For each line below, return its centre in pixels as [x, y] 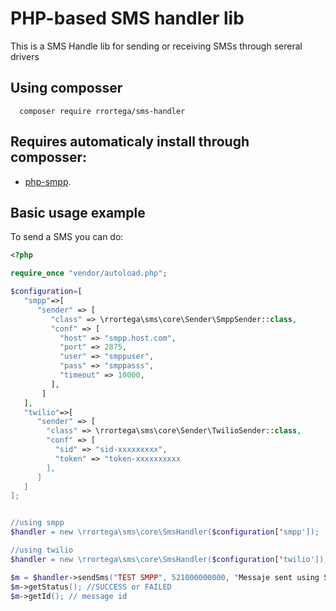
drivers [25, 56]
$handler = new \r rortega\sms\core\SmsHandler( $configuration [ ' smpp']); [165, 532]
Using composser [66, 88]
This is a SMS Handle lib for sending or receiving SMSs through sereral [156, 46]
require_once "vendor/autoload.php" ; [89, 273]
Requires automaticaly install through [130, 142]
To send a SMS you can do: [67, 237]
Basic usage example [78, 212]
